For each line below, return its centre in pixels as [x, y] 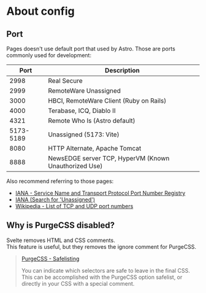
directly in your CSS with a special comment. [78, 283]
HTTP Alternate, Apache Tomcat [95, 148]
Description [122, 70]
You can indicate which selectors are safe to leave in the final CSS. [105, 270]
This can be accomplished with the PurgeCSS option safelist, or [102, 277]
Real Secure [65, 81]
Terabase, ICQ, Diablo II [82, 111]
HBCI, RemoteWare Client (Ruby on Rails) [107, 101]
